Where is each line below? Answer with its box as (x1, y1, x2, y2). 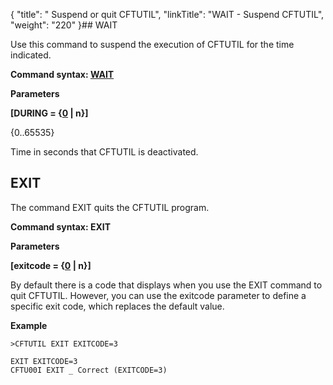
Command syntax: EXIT (10, 220, 112, 233)
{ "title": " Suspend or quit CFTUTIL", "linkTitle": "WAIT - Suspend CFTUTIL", (10, 9, 325, 20)
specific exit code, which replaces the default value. (10, 300, 225, 312)
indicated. (10, 49, 52, 61)
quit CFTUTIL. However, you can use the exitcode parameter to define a (10, 289, 307, 301)
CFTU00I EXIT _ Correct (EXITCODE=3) (10, 365, 168, 375)
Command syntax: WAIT (10, 69, 115, 80)
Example (10, 319, 48, 331)
